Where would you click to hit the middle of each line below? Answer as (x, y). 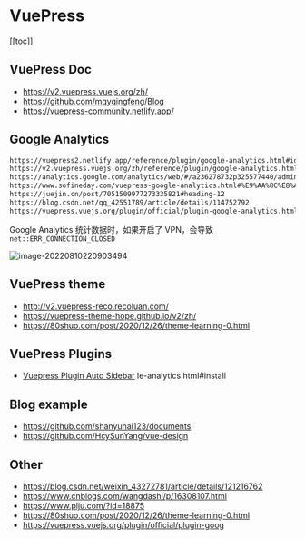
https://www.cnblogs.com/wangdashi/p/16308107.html (124, 495)
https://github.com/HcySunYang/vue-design (105, 436)
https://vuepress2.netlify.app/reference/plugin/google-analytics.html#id (154, 160)
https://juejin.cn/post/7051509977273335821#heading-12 (117, 195)
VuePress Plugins (61, 354)
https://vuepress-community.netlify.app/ (98, 111)
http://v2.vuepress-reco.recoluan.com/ (96, 306)
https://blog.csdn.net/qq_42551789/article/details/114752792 (129, 202)
